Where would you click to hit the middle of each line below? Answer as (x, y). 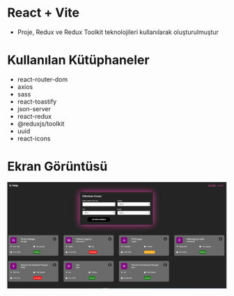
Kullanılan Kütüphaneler (78, 60)
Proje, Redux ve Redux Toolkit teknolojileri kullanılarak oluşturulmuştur (118, 32)
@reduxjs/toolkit (41, 124)
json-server (34, 108)
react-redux (34, 116)
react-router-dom (42, 79)
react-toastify (37, 101)
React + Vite (44, 13)
